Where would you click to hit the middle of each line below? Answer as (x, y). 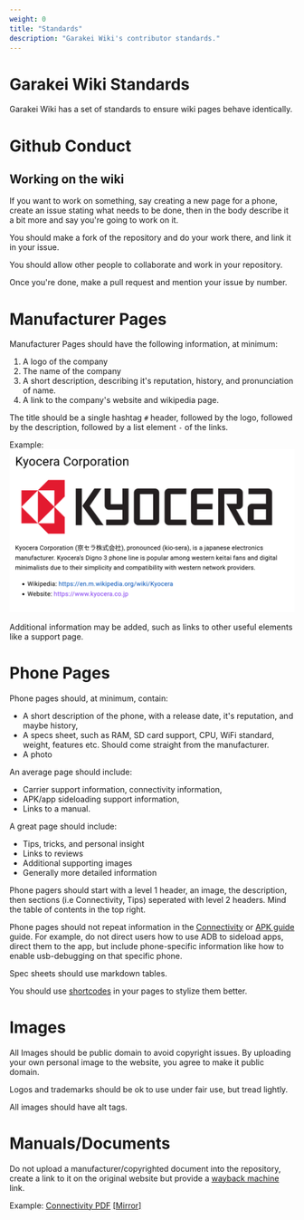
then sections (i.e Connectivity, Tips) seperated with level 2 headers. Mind (148, 899)
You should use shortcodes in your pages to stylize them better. (128, 991)
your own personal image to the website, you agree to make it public (137, 1062)
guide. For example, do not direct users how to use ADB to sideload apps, (147, 937)
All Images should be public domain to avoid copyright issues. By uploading (150, 1052)
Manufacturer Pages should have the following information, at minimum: (144, 344)
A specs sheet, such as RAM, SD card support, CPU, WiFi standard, (148, 735)
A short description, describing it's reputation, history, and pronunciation (158, 381)
